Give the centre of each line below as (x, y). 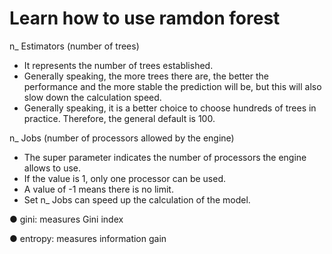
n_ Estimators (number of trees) (74, 46)
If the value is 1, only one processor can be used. (125, 178)
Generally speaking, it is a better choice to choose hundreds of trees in (170, 108)
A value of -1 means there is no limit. (98, 189)
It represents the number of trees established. (118, 65)
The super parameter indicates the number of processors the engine (165, 157)
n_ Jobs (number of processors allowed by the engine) (122, 138)
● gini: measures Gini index (66, 219)
